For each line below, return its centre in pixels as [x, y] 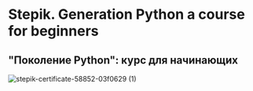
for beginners [53, 31]
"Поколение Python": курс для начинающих [123, 60]
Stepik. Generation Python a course [126, 15]
